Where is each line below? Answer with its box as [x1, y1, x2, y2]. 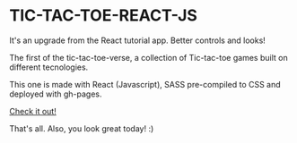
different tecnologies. [9, 62, 89, 72]
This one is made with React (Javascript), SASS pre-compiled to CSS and [9, 79, 281, 89]
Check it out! [9, 105, 57, 116]
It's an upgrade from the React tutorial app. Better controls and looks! [9, 35, 266, 46]
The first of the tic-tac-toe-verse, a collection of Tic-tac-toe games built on [9, 52, 289, 63]
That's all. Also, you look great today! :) [9, 122, 154, 134]
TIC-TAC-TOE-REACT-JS [9, 5, 197, 26]
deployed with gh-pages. [9, 88, 102, 99]
